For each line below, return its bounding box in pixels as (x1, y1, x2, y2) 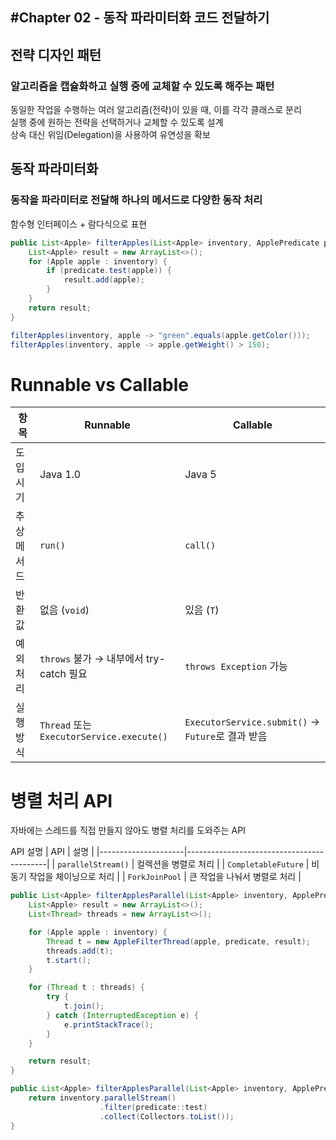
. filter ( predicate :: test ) (99, 1102, 208, 1112)
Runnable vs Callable (10, 373, 189, 396)
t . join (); (63, 1001, 105, 1012)
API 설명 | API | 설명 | (10, 846, 95, 858)
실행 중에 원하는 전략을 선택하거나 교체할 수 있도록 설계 (10, 116, 224, 128)
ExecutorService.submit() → (184, 715, 321, 729)
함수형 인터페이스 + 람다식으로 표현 (10, 218, 148, 230)
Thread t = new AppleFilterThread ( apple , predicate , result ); (46, 936, 311, 947)
